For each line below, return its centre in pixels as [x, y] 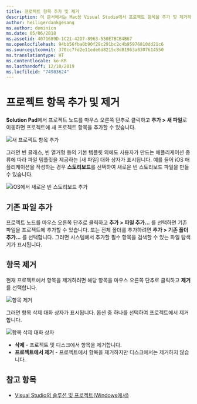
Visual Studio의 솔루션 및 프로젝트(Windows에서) [72, 395]
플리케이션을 [21, 167]
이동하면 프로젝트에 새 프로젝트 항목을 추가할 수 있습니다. [71, 128]
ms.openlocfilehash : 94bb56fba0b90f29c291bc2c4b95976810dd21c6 [85, 45]
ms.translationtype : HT [35, 55]
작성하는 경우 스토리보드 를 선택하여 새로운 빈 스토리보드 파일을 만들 [113, 167]
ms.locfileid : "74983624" [38, 72]
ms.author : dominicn [31, 28]
